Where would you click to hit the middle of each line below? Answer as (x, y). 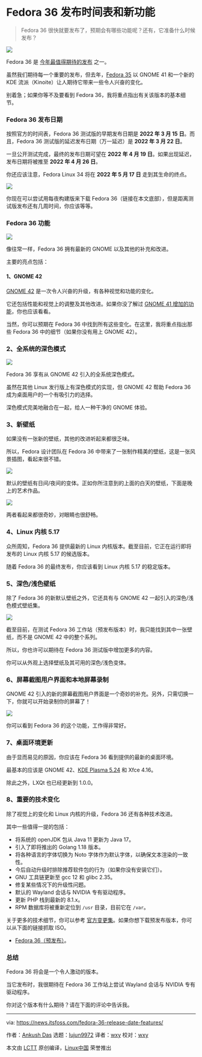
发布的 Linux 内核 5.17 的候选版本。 (50, 553)
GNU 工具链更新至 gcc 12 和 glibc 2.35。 (65, 877)
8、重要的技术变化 (33, 800)
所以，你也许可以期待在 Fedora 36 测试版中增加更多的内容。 (81, 650)
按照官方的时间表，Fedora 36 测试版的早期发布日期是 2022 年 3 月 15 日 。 (98, 134)
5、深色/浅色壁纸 (31, 584)
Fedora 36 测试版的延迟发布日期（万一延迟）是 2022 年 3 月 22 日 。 (101, 142)
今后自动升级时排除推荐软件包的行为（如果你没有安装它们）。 (90, 869)
